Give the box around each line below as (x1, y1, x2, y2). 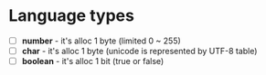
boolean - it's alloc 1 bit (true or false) (21, 56, 165, 67)
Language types (8, 5, 134, 26)
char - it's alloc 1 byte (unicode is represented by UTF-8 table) (21, 46, 258, 56)
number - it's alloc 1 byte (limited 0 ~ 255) (21, 35, 182, 46)
